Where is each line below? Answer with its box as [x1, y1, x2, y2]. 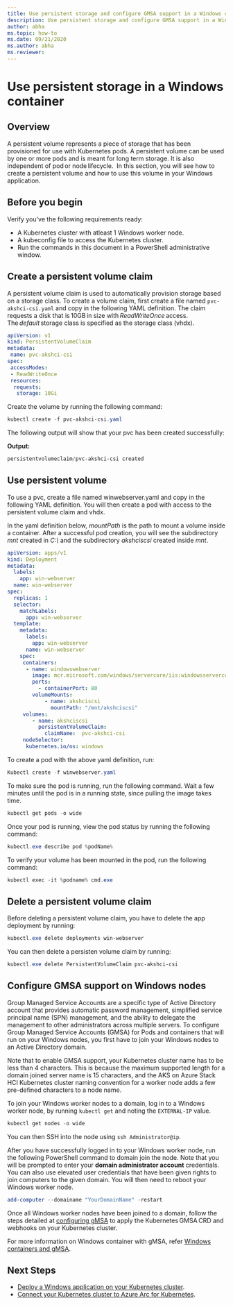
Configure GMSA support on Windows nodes [7, 980, 207, 992]
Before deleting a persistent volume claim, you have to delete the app [7, 914, 206, 923]
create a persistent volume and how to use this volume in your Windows [7, 169, 213, 177]
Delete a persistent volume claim [7, 895, 152, 907]
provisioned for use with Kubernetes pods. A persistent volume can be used [7, 146, 225, 155]
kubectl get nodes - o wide [7, 1120, 85, 1127]
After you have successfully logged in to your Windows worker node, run [7, 1146, 216, 1154]
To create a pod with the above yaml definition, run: [7, 755, 155, 764]
